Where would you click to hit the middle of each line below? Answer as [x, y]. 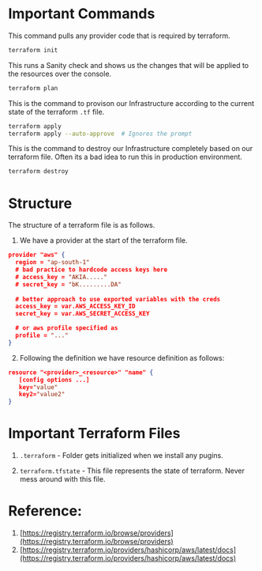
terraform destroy [38, 172]
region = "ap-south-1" [52, 263]
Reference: [45, 511]
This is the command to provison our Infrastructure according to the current [131, 103]
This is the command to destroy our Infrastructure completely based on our [131, 149]
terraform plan [33, 88]
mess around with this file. [62, 479]
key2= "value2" [42, 395]
